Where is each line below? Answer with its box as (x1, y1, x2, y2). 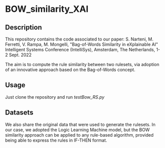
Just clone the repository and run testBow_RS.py (5, 94, 105, 100)
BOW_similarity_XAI (5, 3, 89, 15)
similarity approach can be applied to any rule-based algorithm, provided (5, 132, 154, 138)
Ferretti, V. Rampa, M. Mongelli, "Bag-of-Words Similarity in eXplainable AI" (5, 41, 158, 47)
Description (5, 23, 42, 32)
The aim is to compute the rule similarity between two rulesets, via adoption (5, 62, 160, 67)
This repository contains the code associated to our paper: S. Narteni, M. (5, 36, 154, 42)
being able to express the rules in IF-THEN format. (5, 137, 107, 143)
